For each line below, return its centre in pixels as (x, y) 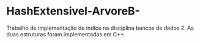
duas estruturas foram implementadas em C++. (66, 34)
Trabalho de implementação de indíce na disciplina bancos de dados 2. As (100, 28)
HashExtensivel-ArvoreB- (73, 11)
